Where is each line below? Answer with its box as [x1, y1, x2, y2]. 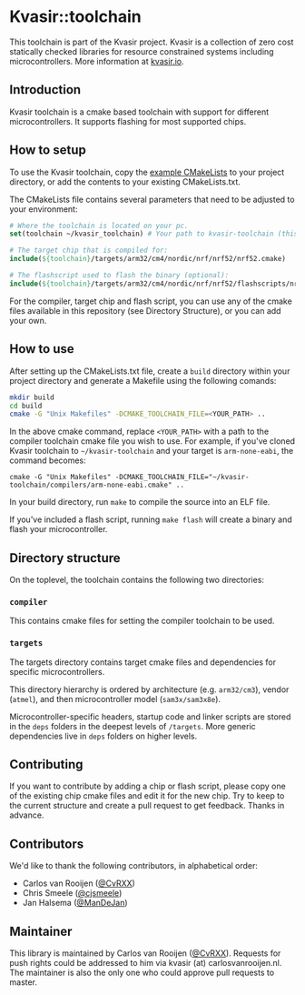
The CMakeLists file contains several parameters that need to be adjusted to [9, 194, 295, 205]
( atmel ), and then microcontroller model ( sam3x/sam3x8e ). [9, 693, 221, 704]
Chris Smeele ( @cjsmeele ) [22, 888, 123, 899]
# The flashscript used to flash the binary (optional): [9, 271, 230, 280]
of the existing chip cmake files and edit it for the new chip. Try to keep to [9, 790, 285, 801]
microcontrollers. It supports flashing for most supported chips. [9, 116, 247, 126]
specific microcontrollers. [9, 666, 105, 677]
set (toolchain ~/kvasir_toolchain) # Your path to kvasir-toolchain [9, 229, 274, 238]
